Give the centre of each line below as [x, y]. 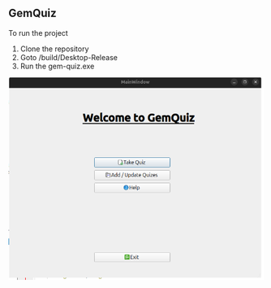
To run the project [39, 33]
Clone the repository [54, 49]
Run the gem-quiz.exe [57, 66]
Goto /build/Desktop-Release [69, 57]
